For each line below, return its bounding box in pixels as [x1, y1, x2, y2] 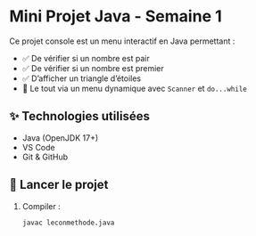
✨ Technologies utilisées [9, 109, 150, 124]
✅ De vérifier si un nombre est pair [21, 53, 150, 63]
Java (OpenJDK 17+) [21, 132, 99, 143]
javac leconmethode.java [21, 218, 115, 227]
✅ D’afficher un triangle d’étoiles [21, 73, 142, 84]
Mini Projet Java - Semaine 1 [9, 6, 223, 27]
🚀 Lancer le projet [9, 177, 109, 192]
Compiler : [21, 200, 61, 211]
